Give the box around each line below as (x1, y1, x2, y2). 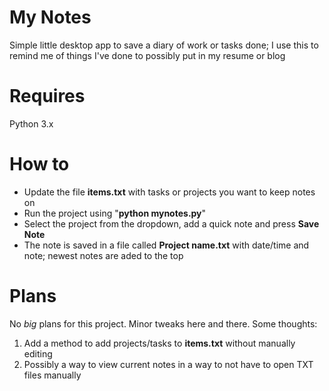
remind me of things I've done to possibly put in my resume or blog (9, 49, 286, 61)
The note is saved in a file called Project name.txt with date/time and (23, 239, 310, 251)
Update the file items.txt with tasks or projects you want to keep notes (23, 186, 316, 198)
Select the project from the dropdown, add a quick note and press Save (23, 217, 320, 230)
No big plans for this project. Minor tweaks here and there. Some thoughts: (9, 317, 318, 330)
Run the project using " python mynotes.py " (23, 207, 207, 219)
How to (9, 153, 70, 176)
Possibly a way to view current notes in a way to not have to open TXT (23, 358, 314, 370)
